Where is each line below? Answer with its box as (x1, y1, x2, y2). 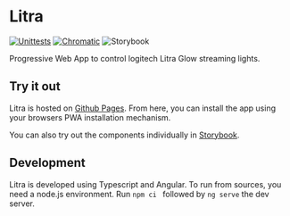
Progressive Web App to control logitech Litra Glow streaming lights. (9, 53, 261, 63)
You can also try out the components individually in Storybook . (9, 129, 240, 140)
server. (9, 198, 36, 209)
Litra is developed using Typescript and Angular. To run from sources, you (9, 179, 282, 189)
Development (9, 155, 87, 170)
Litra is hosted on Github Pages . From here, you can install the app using (9, 103, 277, 113)
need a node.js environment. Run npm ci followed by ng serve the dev (9, 188, 269, 199)
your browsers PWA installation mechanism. (9, 112, 171, 122)
